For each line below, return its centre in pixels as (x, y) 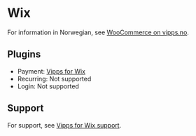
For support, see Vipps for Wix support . (64, 125)
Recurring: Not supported (54, 79)
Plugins (24, 54)
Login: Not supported (48, 86)
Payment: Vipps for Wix (51, 71)
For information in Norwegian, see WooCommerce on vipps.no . (98, 32)
